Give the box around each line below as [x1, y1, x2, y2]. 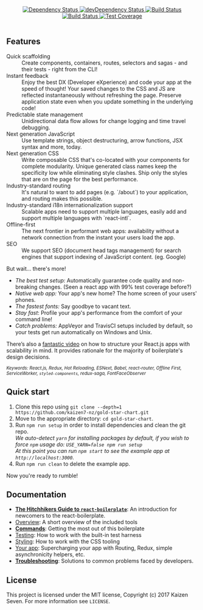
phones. [15, 296, 36, 303]
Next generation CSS [6, 149, 59, 157]
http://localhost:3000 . [15, 454, 75, 461]
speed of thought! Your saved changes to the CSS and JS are [21, 85, 175, 92]
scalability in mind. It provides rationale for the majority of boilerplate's [6, 346, 184, 354]
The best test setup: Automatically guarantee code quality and [15, 276, 171, 284]
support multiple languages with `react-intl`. [21, 214, 131, 222]
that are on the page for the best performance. [21, 175, 139, 183]
